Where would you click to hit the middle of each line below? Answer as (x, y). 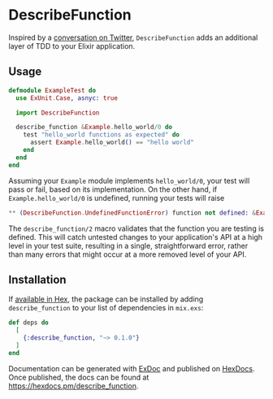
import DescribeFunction (58, 113)
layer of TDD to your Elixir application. (72, 46)
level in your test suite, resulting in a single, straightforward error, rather (128, 245)
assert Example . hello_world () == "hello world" (112, 143)
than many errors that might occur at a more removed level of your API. (128, 254)
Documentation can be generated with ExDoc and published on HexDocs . (132, 368)
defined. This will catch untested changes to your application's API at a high (135, 236)
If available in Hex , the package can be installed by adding (106, 299)
